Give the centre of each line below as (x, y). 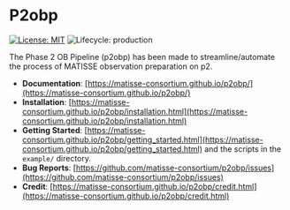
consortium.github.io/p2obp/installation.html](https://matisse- (135, 111)
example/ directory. (56, 158)
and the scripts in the (243, 149)
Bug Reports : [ (49, 168)
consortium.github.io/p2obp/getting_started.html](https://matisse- (142, 139)
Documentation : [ (55, 83)
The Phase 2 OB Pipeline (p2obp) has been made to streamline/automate (142, 56)
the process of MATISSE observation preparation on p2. (111, 66)
